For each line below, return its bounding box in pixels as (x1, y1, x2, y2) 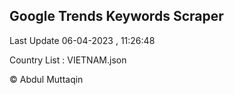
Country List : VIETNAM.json (9, 54, 127, 66)
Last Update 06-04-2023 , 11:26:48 (9, 34, 156, 46)
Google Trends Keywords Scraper (9, 8, 224, 25)
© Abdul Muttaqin (9, 73, 84, 85)
